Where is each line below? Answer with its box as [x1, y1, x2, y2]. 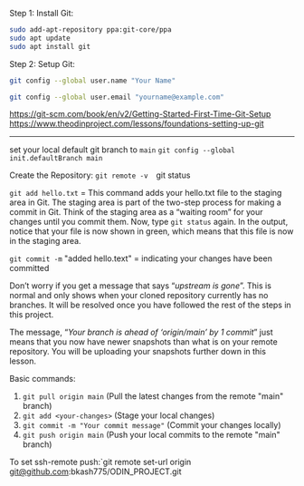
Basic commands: [9, 374, 76, 384]
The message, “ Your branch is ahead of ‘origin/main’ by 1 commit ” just [9, 326, 273, 338]
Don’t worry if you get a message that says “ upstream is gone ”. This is [9, 280, 271, 291]
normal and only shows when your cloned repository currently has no [9, 290, 269, 301]
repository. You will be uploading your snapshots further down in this [9, 346, 267, 357]
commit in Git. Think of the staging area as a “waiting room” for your [9, 207, 264, 218]
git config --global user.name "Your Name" [9, 76, 176, 85]
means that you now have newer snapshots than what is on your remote [9, 336, 278, 347]
